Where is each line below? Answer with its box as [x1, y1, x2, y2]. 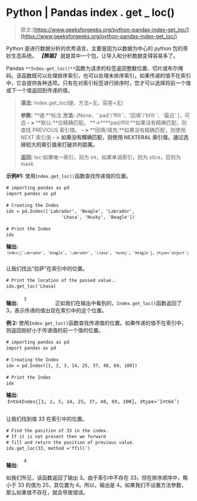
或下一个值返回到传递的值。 [6, 86, 73, 93]
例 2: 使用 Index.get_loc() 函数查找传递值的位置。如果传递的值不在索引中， [6, 319, 187, 326]
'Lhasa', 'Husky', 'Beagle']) [61, 214, 135, 220]
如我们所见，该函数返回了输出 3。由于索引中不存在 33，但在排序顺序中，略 [6, 474, 188, 481]
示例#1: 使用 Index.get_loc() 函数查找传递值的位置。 [6, 172, 132, 179]
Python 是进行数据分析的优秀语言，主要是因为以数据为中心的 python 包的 [6, 45, 184, 52]
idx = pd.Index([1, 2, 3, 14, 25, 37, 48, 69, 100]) [6, 362, 138, 369]
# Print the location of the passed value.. [6, 277, 117, 283]
